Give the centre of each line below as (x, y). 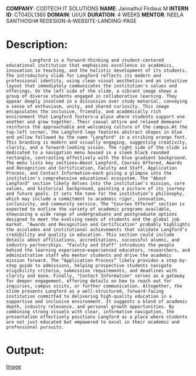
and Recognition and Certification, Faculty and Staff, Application (92, 168)
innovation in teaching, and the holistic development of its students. (97, 70)
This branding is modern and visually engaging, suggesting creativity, (97, 142)
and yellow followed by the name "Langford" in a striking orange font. (97, 137)
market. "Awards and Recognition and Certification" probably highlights (98, 224)
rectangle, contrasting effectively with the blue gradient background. (97, 158)
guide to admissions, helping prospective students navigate (95, 265)
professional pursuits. (35, 327)
